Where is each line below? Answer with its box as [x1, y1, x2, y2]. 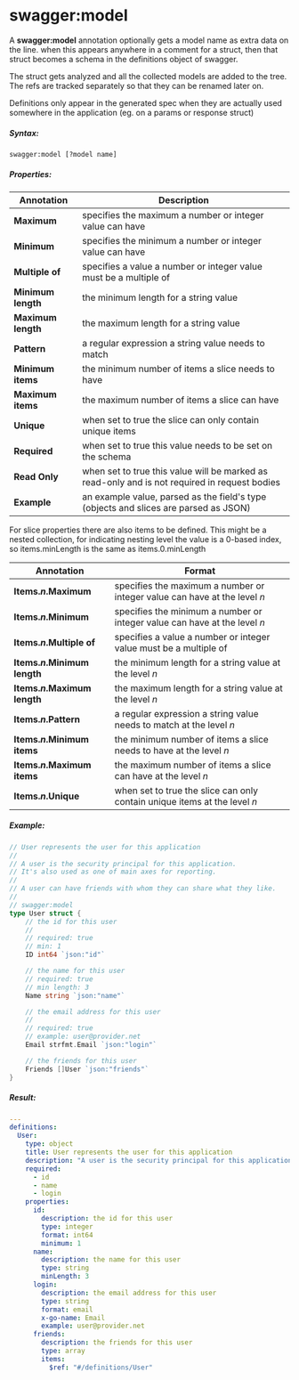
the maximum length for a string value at [114, 682, 283, 694]
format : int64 [41, 1230, 93, 1239]
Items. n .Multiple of [13, 636, 96, 648]
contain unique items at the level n [114, 795, 258, 808]
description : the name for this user [41, 1255, 181, 1264]
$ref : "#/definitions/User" [48, 1363, 153, 1372]
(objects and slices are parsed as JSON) [81, 501, 251, 514]
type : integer [41, 1222, 93, 1231]
